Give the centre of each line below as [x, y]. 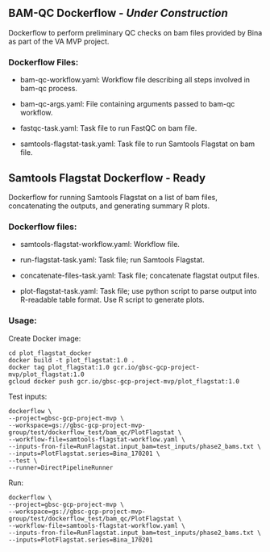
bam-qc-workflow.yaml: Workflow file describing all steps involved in [135, 80]
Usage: [23, 320]
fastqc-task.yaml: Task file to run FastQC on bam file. [108, 128]
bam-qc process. [49, 89]
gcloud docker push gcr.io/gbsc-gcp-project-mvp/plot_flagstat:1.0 [124, 381]
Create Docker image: [45, 338]
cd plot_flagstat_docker [50, 353]
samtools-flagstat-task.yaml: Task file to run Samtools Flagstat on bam [137, 144]
